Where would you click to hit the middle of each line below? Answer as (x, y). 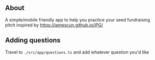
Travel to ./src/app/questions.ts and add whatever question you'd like (77, 52)
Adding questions (33, 40)
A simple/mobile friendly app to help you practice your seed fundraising (78, 20)
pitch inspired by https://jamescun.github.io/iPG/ (54, 25)
